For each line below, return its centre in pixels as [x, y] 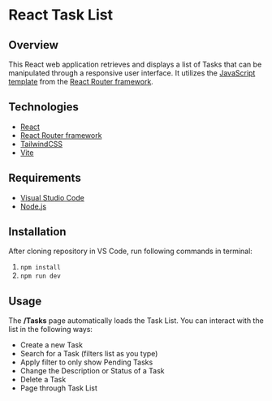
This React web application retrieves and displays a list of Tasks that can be [135, 64]
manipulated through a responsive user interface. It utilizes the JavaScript [132, 73]
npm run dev [40, 276]
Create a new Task [52, 345]
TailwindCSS [41, 144]
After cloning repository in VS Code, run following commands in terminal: [131, 251]
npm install [40, 268]
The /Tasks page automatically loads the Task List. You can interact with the [136, 321]
